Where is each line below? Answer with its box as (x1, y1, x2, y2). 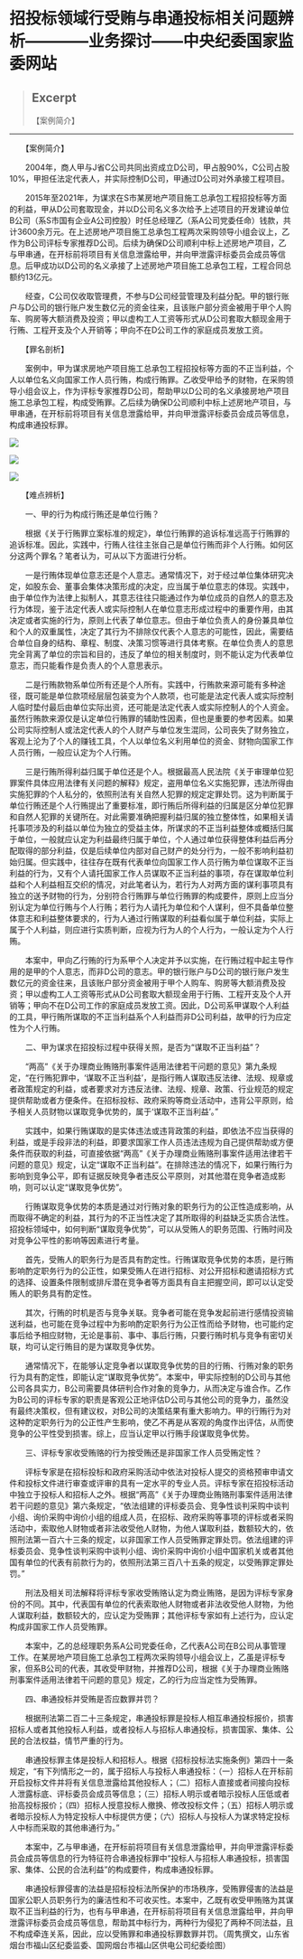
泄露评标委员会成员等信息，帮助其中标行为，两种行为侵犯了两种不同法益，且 (9, 1917, 294, 1927)
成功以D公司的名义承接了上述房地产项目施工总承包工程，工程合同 (40, 260, 284, 271)
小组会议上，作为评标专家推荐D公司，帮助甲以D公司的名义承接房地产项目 (16, 386, 290, 396)
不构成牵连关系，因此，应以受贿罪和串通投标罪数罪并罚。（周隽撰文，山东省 (9, 1928, 290, 1939)
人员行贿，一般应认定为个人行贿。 (9, 747, 136, 757)
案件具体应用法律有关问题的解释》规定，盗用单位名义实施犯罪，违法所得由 (16, 778, 294, 788)
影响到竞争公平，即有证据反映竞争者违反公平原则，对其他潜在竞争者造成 (9, 1171, 278, 1181)
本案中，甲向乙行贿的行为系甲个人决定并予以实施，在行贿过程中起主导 (24, 955, 286, 965)
